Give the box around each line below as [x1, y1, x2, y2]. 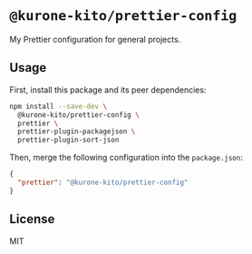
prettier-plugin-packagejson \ [17, 127, 136, 136]
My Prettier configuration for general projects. [9, 34, 181, 44]
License [9, 211, 55, 227]
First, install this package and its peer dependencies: [9, 84, 207, 95]
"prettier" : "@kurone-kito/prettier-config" [17, 178, 189, 187]
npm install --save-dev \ [9, 102, 107, 111]
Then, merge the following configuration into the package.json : [9, 152, 243, 163]
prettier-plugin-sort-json [17, 135, 120, 145]
